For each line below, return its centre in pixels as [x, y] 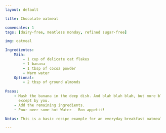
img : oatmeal [19, 41]
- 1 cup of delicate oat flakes [56, 59]
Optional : [24, 78]
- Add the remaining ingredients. [49, 105]
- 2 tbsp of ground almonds [52, 82]
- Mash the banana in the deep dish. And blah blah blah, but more [85, 96]
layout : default [22, 10]
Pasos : [12, 91]
